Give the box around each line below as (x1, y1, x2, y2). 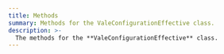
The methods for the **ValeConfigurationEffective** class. (15, 33, 218, 42)
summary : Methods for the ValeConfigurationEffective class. (8, 19, 215, 27)
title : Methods (8, 11, 59, 20)
